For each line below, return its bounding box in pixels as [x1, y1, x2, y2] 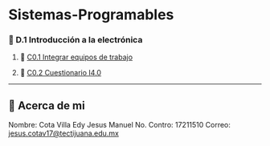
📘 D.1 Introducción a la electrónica [8, 34, 143, 46]
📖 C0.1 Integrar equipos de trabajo [19, 52, 133, 62]
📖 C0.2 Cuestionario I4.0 [19, 68, 102, 78]
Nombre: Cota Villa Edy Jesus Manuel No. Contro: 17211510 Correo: [8, 120, 231, 130]
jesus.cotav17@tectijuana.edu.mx [8, 128, 119, 138]
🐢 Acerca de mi [8, 99, 86, 112]
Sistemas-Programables [8, 6, 174, 24]
